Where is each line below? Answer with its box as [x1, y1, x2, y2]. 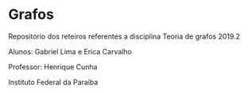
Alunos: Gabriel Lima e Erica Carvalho [8, 46, 133, 56]
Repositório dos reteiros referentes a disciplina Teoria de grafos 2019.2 [8, 32, 241, 41]
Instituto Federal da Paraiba [8, 77, 99, 87]
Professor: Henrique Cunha [8, 61, 98, 72]
